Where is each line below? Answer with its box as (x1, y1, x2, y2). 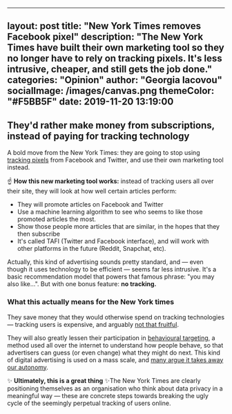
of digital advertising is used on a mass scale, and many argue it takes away (7, 355, 224, 364)
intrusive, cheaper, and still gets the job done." (7, 64, 213, 75)
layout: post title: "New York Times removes (7, 20, 202, 32)
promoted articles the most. (17, 215, 97, 223)
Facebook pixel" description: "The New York (7, 31, 204, 43)
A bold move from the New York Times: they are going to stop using (7, 149, 200, 157)
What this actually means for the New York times (7, 297, 175, 307)
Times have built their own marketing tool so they (7, 42, 224, 54)
